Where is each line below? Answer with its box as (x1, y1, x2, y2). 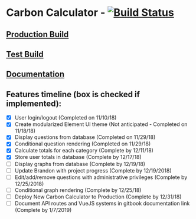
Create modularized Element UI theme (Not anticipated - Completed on (14, 121, 188, 128)
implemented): (6, 98, 62, 108)
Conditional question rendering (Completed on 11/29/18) (14, 140, 151, 147)
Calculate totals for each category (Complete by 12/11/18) (14, 147, 153, 154)
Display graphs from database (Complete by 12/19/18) (14, 160, 146, 167)
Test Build (6, 49, 44, 59)
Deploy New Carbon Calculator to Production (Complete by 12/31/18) (14, 193, 182, 200)
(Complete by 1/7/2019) (14, 206, 72, 213)
